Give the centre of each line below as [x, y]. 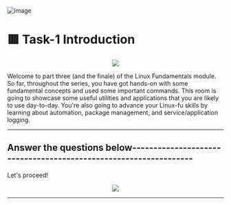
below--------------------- [163, 148]
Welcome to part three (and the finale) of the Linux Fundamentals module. [112, 76]
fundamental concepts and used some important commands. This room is [112, 91]
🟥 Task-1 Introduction [71, 39]
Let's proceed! [28, 175]
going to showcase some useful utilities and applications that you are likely [113, 98]
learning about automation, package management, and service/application [113, 112]
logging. [19, 119]
